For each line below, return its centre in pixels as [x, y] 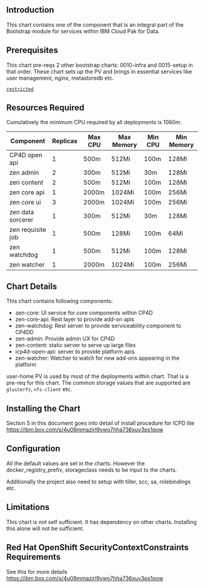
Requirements [33, 557]
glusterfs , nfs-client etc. [39, 390]
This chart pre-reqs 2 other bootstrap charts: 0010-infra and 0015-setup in [100, 65]
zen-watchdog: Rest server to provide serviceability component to [98, 326]
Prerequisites [32, 50]
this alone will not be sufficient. [45, 528]
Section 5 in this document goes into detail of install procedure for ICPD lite [100, 423]
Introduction [30, 10]
